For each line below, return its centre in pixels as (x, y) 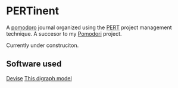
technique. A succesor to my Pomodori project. (64, 33)
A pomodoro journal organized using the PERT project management (89, 27)
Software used (34, 64)
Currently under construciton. (43, 45)
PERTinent (33, 11)
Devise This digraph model (39, 78)
